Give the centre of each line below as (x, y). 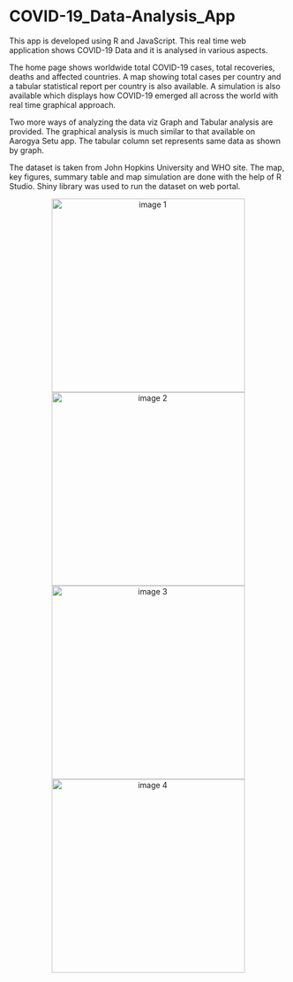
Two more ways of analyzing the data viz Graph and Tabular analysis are (141, 122)
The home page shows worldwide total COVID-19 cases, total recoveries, (142, 67)
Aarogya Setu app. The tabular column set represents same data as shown (145, 141)
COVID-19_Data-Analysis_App (122, 16)
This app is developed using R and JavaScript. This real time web (128, 41)
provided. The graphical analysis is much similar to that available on (132, 131)
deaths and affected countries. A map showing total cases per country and (145, 76)
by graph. (26, 150)
